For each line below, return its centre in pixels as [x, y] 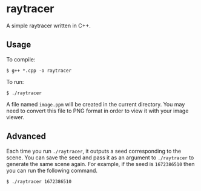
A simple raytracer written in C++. [48, 26]
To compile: [21, 59]
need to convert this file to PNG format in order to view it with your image [97, 111]
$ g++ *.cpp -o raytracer [39, 71]
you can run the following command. [52, 170]
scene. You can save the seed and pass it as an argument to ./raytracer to [100, 158]
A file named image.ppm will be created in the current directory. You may [96, 104]
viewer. [15, 117]
